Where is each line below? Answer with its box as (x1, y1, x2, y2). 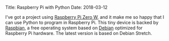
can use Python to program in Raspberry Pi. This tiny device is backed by (5, 20, 159, 25)
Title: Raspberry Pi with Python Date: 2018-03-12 (5, 5, 108, 10)
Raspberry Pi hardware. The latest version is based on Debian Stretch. (5, 30, 152, 36)
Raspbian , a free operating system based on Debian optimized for (5, 25, 143, 31)
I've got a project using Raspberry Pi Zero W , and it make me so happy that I (5, 14, 164, 20)
